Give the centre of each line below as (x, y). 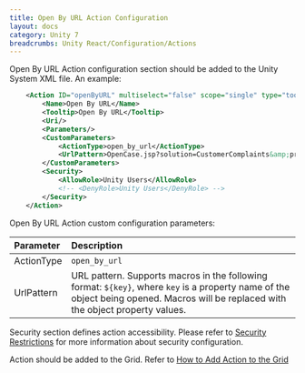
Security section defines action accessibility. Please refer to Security (138, 332)
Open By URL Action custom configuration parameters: (113, 223)
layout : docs (34, 26)
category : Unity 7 (44, 35)
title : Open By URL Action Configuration (89, 18)
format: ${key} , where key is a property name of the (181, 287)
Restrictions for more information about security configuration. (126, 341)
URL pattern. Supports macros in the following (169, 276)
